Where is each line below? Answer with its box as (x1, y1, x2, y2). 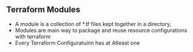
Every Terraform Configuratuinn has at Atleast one (14, 39, 140, 46)
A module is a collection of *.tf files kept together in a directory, (14, 20, 171, 27)
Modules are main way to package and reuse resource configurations (14, 27, 188, 34)
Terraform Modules (6, 5, 81, 15)
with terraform (14, 32, 51, 40)
